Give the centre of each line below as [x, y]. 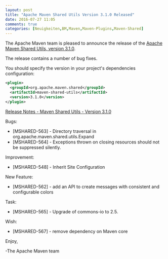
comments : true [21, 24]
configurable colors [33, 192]
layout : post [19, 10]
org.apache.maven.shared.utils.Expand [53, 136]
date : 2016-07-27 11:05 [30, 19]
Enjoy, [12, 241]
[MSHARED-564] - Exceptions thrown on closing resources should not [86, 142]
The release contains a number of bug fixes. [51, 58]
